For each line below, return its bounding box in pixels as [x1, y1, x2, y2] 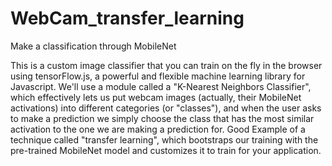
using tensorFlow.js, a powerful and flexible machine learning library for [10, 70, 306, 82]
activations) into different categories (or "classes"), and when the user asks [10, 102, 322, 114]
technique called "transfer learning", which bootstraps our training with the [10, 133, 319, 146]
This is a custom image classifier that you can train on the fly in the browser [10, 59, 323, 71]
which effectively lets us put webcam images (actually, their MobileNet [10, 91, 302, 103]
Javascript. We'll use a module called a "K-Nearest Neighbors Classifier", [10, 80, 312, 92]
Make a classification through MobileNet [10, 40, 177, 52]
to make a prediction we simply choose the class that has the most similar [10, 112, 315, 124]
